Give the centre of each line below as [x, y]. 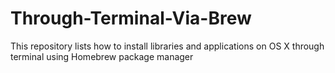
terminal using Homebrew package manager [102, 56]
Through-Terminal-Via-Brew [131, 18]
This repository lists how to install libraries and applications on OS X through [167, 46]
